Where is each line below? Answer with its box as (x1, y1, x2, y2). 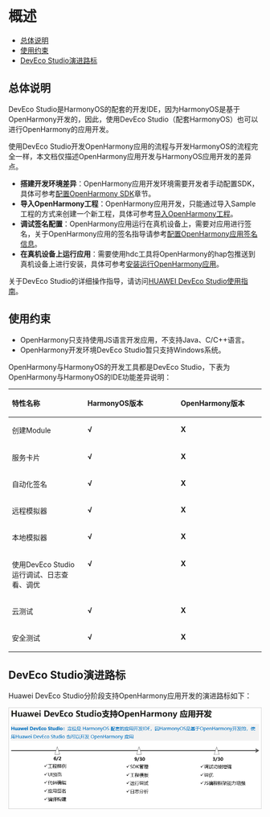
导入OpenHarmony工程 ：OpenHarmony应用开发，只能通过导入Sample (19, 199, 256, 208)
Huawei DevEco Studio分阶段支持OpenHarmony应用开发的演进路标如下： (8, 691, 252, 700)
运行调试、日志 (11, 569, 62, 579)
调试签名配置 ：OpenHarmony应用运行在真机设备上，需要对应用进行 (19, 219, 245, 228)
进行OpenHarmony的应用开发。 (8, 124, 114, 133)
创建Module (11, 425, 51, 435)
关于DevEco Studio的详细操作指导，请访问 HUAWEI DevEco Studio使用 (8, 276, 242, 285)
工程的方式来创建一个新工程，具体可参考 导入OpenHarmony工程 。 (19, 208, 238, 218)
